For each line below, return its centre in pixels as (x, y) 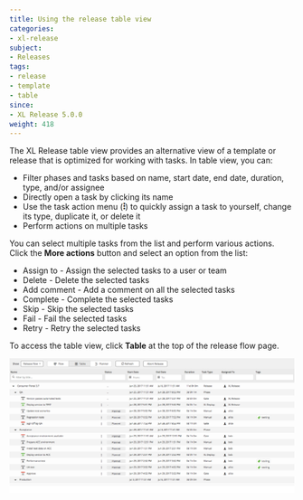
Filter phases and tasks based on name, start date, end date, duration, (153, 178)
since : (22, 105)
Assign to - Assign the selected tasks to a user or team (125, 270)
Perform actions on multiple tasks (85, 226)
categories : (32, 28)
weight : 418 (32, 124)
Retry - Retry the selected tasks (82, 328)
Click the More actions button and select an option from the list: (129, 253)
